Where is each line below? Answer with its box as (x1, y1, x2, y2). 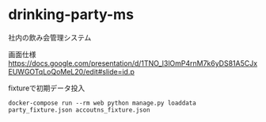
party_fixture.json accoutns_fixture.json (8, 105, 150, 114)
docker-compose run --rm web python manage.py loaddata (8, 99, 196, 107)
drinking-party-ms (8, 6, 135, 24)
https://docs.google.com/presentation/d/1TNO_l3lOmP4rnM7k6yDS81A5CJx (8, 58, 258, 68)
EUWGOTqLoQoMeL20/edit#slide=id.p (8, 67, 135, 76)
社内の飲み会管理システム (8, 32, 92, 42)
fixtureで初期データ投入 (8, 83, 85, 93)
